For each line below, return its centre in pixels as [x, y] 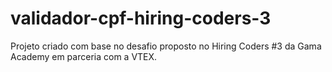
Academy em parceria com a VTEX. [84, 56]
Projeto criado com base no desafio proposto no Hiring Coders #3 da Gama [166, 46]
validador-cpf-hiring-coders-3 [141, 18]
